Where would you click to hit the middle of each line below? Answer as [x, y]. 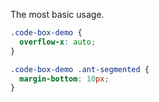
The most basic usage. [57, 14]
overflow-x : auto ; [58, 42]
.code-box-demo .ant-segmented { [80, 69]
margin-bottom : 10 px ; [64, 79]
